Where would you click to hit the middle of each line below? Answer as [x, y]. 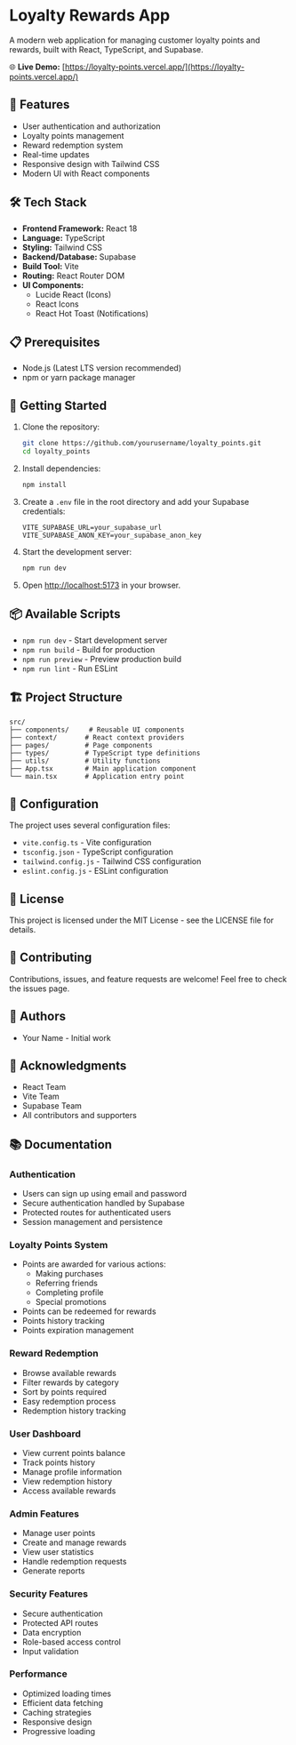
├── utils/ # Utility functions [85, 761]
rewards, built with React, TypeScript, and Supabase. [107, 49]
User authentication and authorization [92, 126]
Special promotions [71, 1302]
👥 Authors [38, 1017]
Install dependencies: [61, 468]
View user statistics [58, 1552]
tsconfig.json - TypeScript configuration [97, 852]
